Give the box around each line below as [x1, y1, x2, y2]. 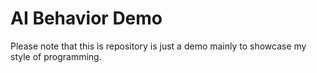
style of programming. [10, 50, 102, 62]
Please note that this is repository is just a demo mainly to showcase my [10, 40, 307, 52]
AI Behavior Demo [10, 7, 163, 30]
